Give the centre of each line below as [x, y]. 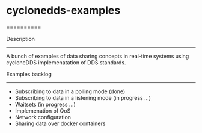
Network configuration [43, 117]
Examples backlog [29, 74]
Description [20, 39]
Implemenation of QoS [43, 110]
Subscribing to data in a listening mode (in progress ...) [83, 97]
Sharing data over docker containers [60, 123]
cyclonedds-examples [63, 11]
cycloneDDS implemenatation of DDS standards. [66, 62]
